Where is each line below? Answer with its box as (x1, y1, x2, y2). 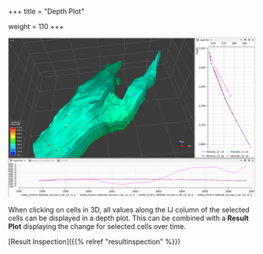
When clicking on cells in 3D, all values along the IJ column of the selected (8, 205, 250, 214)
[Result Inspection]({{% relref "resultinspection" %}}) (8, 237, 181, 246)
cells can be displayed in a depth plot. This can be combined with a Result (8, 213, 249, 223)
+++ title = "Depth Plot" (8, 7, 85, 16)
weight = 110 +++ (8, 22, 64, 31)
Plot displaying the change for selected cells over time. (8, 221, 186, 230)
